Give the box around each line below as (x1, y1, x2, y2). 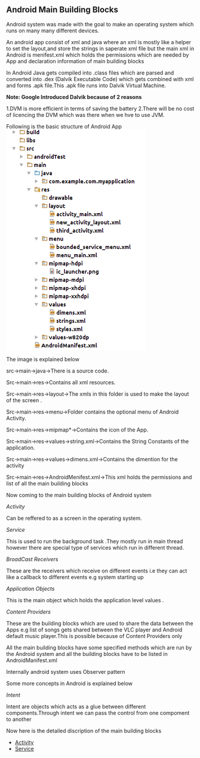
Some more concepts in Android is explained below (6, 680, 133, 687)
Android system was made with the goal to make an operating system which (6, 20, 194, 27)
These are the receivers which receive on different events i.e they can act (6, 567, 187, 574)
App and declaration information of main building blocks (6, 57, 144, 64)
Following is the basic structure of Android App (6, 122, 122, 130)
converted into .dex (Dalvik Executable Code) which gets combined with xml (6, 75, 194, 82)
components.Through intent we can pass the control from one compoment (6, 709, 190, 716)
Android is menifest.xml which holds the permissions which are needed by (6, 51, 189, 58)
